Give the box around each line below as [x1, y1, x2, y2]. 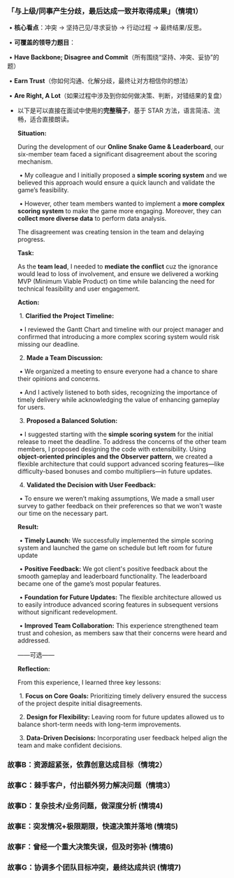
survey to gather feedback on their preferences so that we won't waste [17, 502, 222, 510]
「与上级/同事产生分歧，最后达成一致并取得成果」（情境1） [7, 6, 203, 15]
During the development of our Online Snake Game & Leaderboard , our [17, 143, 225, 151]
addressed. [17, 636, 50, 645]
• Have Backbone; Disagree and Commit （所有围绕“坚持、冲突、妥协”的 [8, 53, 220, 62]
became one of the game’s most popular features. [17, 580, 161, 588]
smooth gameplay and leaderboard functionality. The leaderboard [17, 572, 207, 581]
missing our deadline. [17, 340, 80, 349]
